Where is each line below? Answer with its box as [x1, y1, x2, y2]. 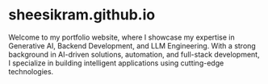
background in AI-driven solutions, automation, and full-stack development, [8, 49, 260, 59]
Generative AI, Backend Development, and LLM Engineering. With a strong [8, 40, 256, 50]
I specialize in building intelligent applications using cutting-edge [8, 58, 224, 68]
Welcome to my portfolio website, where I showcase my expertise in [8, 32, 236, 42]
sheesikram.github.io [8, 6, 156, 24]
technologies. [8, 66, 54, 76]
